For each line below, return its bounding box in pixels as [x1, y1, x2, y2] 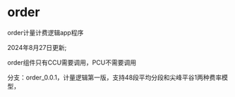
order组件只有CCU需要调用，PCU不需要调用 [7, 58, 136, 67]
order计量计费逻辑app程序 [7, 28, 84, 37]
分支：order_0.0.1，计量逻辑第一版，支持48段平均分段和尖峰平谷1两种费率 [7, 73, 222, 82]
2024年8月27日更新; [7, 43, 67, 51]
